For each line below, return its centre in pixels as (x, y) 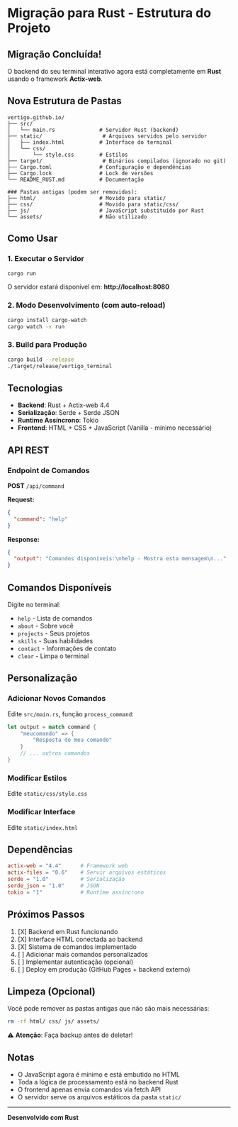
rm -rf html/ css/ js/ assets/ (53, 1022)
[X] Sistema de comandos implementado (77, 946)
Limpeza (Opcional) (51, 991)
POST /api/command (36, 485)
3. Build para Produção (47, 345)
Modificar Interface (41, 812)
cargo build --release (41, 360)
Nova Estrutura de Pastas (64, 101)
